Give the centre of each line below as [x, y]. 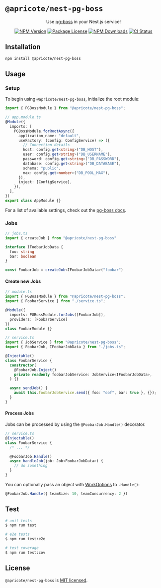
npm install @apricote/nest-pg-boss [43, 58]
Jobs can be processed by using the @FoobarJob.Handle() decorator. [75, 424]
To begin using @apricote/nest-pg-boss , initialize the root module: [73, 99]
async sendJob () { [29, 388]
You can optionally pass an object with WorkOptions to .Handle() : [73, 484]
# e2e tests [17, 534]
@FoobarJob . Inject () [35, 370]
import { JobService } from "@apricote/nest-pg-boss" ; [63, 342]
